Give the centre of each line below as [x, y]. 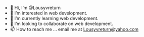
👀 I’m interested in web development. [49, 13]
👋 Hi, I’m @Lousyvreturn [35, 8]
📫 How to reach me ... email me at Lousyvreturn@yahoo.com [74, 29]
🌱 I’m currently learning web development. [54, 18]
